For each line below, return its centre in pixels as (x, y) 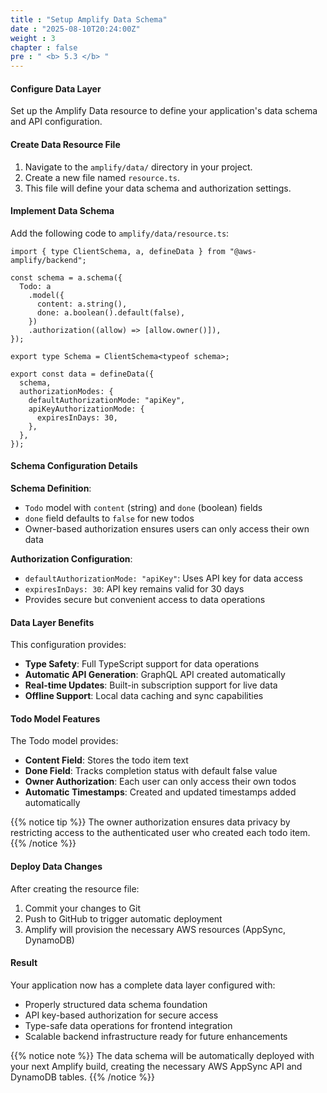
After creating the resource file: (75, 888)
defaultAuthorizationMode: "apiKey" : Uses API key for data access (163, 578)
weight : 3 (33, 38)
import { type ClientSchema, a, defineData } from (118, 251)
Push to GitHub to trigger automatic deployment (123, 918)
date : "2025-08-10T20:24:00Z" (75, 29)
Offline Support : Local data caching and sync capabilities (144, 696)
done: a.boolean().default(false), (111, 312)
